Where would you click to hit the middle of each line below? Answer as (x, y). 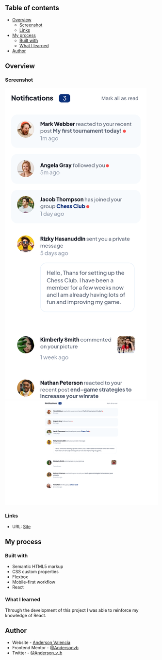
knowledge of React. (26, 615)
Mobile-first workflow (34, 582)
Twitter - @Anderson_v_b (37, 653)
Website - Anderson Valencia (41, 642)
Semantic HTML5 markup (38, 566)
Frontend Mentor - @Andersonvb (45, 647)
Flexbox (20, 577)
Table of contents (32, 8)
